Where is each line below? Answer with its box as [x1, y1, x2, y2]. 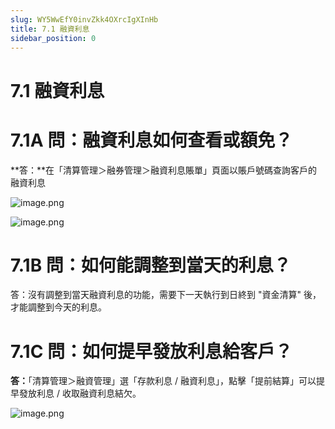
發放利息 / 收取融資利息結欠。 [18, 387, 142, 400]
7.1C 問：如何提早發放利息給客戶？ [10, 340, 293, 363]
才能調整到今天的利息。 [10, 301, 107, 313]
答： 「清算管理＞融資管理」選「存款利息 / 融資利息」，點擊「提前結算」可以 [10, 375, 317, 387]
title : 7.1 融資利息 [10, 24, 90, 34]
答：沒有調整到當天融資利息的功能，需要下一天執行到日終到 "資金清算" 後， [10, 289, 322, 301]
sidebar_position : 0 [10, 33, 97, 43]
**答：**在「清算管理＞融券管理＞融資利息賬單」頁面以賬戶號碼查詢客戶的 [10, 164, 318, 176]
